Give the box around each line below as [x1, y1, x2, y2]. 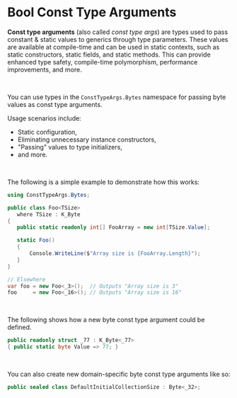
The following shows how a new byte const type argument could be [7, 316, 205, 324]
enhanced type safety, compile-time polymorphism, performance [7, 57, 198, 66]
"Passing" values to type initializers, [17, 142, 122, 151]
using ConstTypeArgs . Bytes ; [7, 191, 91, 198]
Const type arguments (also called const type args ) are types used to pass [7, 28, 229, 36]
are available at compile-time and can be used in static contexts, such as [7, 42, 220, 51]
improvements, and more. [7, 65, 83, 74]
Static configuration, [17, 127, 78, 136]
